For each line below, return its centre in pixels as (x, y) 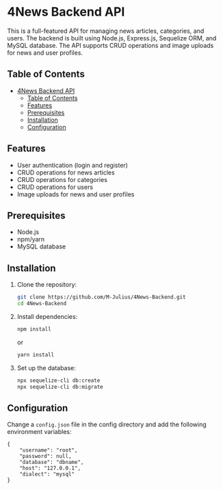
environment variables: (39, 432)
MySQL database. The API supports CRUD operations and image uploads (110, 45)
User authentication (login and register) (73, 165)
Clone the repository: (47, 285)
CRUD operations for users (55, 187)
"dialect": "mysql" (47, 474)
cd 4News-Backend (42, 304)
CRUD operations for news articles (66, 172)
